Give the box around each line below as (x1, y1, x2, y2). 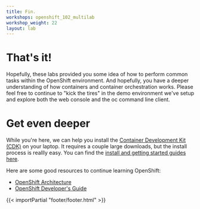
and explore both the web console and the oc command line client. (6, 96, 170, 103)
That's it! (6, 51, 52, 64)
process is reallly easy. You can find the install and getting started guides (6, 149, 186, 157)
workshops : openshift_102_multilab (6, 14, 95, 20)
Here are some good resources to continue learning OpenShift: (6, 167, 161, 174)
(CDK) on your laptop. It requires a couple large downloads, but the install (6, 143, 187, 150)
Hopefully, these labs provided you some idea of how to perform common (6, 71, 188, 78)
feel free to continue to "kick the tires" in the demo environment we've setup (6, 90, 195, 97)
